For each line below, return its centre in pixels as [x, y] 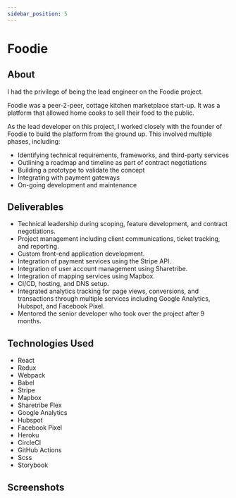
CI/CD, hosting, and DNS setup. [63, 284]
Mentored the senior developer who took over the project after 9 [111, 313]
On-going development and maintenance [77, 185]
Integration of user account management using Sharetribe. [103, 269]
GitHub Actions [39, 450]
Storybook [33, 465]
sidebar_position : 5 [38, 14]
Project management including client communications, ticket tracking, [119, 239]
